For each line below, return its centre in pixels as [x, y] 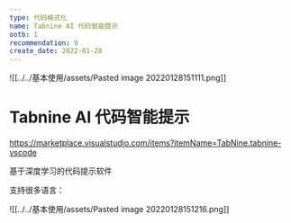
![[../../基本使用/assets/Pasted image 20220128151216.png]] [119, 210]
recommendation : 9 [44, 43]
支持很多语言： [37, 191]
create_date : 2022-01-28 [56, 51]
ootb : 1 [24, 34]
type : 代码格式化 [38, 18]
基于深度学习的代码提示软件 [61, 171]
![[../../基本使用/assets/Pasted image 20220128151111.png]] [118, 78]
